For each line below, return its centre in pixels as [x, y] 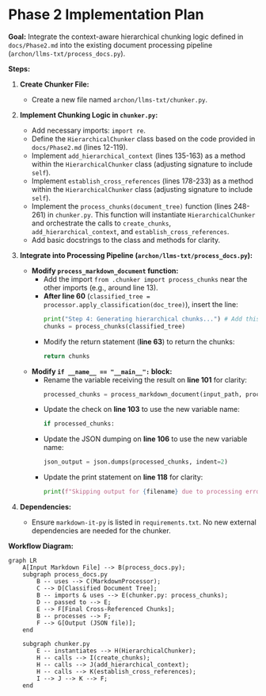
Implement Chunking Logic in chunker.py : [89, 115]
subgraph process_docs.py [65, 575]
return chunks [66, 356]
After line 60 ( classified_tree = [97, 296]
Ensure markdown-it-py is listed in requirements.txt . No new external [144, 522]
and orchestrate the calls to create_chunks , [101, 223]
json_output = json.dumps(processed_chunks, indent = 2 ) [135, 462]
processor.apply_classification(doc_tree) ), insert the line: [141, 304]
